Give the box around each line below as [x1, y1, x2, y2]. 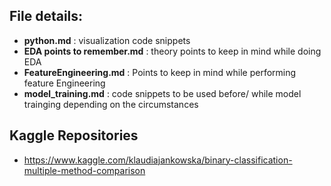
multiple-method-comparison [23, 164, 146, 176]
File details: [9, 8, 84, 25]
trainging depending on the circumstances [23, 98, 199, 110]
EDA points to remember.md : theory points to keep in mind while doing [23, 45, 322, 57]
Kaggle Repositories [9, 127, 139, 144]
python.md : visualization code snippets [23, 34, 191, 46]
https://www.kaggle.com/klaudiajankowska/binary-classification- [23, 154, 293, 166]
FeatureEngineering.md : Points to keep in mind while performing [23, 66, 297, 78]
